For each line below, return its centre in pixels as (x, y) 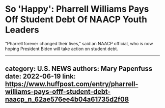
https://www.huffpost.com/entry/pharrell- (72, 84)
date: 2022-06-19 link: (41, 76)
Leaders (22, 30)
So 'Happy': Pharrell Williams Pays (77, 9)
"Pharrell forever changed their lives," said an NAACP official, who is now (79, 43)
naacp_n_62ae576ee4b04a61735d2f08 (67, 99)
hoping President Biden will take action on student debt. (62, 49)
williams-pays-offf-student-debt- (58, 92)
